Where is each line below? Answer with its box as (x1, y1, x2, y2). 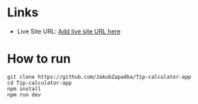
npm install (7, 85, 41, 92)
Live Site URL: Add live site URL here (16, 27, 121, 35)
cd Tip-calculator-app (7, 80, 72, 86)
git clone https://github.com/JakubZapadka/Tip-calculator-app (7, 73, 192, 80)
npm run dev (7, 91, 41, 98)
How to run (7, 51, 71, 67)
